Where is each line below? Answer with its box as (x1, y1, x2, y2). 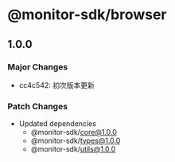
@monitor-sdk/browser (7, 6, 167, 24)
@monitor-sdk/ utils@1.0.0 (30, 144, 116, 154)
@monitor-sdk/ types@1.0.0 (30, 136, 121, 145)
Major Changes (7, 61, 68, 73)
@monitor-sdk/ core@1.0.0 (30, 128, 117, 137)
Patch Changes (7, 101, 68, 112)
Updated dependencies (18, 119, 97, 128)
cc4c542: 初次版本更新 (18, 80, 95, 89)
